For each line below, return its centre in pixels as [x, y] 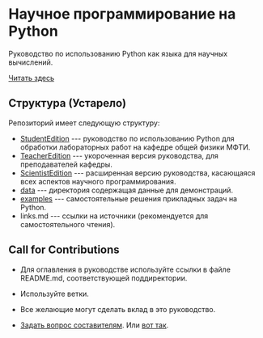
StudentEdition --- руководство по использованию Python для [127, 138]
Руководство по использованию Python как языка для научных [118, 53]
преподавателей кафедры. [66, 164]
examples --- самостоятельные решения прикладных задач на [128, 198]
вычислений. [31, 62]
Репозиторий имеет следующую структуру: [84, 123]
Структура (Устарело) [68, 103]
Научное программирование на [122, 14]
